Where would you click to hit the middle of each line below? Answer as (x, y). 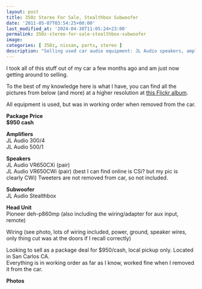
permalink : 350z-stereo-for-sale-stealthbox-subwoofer (76, 34)
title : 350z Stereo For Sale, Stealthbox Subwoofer (72, 17)
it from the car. (25, 269)
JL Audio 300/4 (26, 140)
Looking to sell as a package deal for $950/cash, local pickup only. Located (100, 250)
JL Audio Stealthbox (31, 196)
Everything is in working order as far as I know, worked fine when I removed (100, 263)
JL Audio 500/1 (25, 147)
